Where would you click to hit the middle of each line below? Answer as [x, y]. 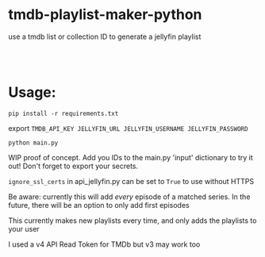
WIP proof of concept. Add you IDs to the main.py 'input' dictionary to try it [131, 157]
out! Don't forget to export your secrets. [73, 166]
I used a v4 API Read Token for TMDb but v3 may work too [104, 244]
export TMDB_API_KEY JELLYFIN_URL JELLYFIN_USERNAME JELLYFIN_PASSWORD [128, 128]
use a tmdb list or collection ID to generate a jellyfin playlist [105, 36]
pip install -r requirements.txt [63, 113]
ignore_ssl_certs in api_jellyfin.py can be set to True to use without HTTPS [131, 181]
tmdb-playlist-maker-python [105, 15]
